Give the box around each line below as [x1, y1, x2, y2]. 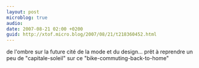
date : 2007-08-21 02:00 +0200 [6, 25, 84, 32]
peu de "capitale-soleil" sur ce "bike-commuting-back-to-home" [6, 55, 169, 62]
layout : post [6, 8, 40, 15]
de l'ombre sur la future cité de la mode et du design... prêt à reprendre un [6, 48, 194, 55]
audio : [6, 20, 23, 26]
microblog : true [6, 15, 48, 21]
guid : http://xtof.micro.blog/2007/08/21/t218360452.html [6, 32, 157, 38]
